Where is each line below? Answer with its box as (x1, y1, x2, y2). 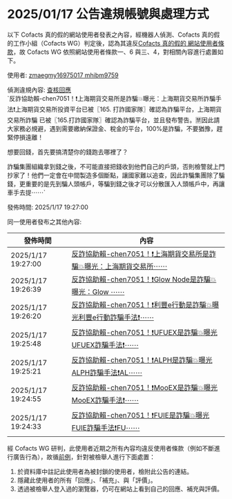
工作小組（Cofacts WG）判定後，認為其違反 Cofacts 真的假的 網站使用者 (12, 39, 219, 47)
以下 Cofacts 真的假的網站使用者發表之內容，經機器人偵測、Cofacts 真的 (7, 30, 214, 39)
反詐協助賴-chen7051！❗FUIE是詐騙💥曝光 (71, 410, 210, 420)
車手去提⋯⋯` (7, 188, 46, 197)
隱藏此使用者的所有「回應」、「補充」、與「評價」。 (17, 476, 157, 484)
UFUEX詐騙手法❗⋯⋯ (71, 340, 139, 349)
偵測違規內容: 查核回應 (7, 86, 71, 94)
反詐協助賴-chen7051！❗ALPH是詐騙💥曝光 (71, 355, 213, 364)
